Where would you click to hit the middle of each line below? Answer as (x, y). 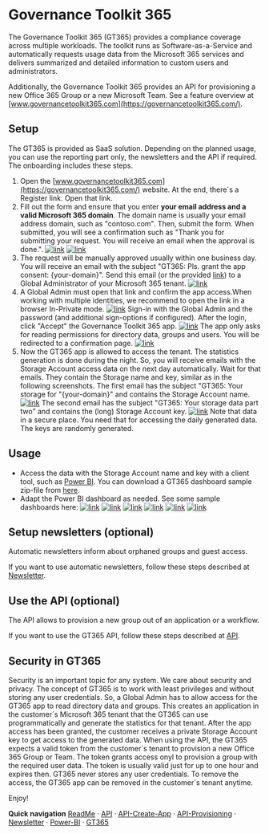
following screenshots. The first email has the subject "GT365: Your (131, 385)
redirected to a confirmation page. (76, 343)
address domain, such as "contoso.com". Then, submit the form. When (137, 223)
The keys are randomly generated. (77, 428)
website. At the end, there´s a (191, 189)
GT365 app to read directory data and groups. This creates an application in (134, 706)
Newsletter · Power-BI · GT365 (59, 822)
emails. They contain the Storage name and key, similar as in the (126, 377)
